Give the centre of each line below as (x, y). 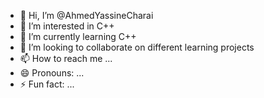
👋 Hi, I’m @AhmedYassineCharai (86, 15)
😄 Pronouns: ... (52, 73)
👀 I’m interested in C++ (67, 26)
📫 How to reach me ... (66, 58)
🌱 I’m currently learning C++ (78, 36)
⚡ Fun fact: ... (47, 84)
